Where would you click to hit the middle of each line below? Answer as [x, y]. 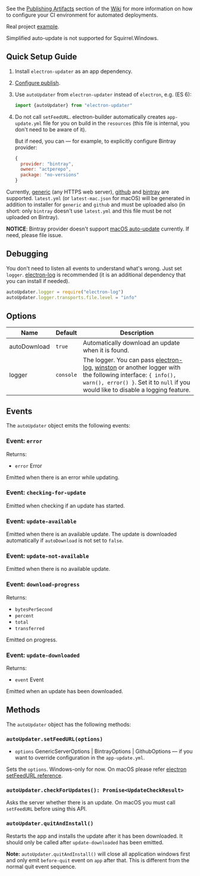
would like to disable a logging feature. [137, 390]
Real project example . [33, 27]
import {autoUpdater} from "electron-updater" [74, 105]
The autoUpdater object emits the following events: [68, 426]
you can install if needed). [38, 281]
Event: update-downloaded [43, 655]
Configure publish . [37, 82]
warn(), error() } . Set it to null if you [137, 383]
